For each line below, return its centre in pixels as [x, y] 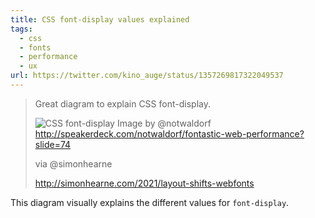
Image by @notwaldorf [164, 123]
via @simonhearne [73, 163]
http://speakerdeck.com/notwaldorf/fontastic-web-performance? [169, 133]
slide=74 [53, 144]
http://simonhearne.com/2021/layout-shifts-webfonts [144, 183]
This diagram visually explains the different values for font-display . [150, 202]
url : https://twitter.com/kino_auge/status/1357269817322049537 [147, 76]
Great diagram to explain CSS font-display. [122, 103]
